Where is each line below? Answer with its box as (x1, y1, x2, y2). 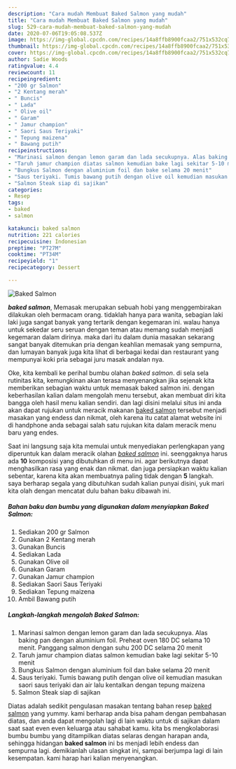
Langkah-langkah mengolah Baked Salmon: (8, 611, 139, 619)
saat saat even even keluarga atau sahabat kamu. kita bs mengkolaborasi (8, 723, 219, 733)
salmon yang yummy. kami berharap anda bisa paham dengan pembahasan (8, 709, 227, 717)
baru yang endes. (8, 428, 59, 437)
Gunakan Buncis (18, 543, 66, 551)
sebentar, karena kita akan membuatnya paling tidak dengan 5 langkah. (8, 471, 214, 480)
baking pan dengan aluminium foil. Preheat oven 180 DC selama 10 (18, 636, 211, 644)
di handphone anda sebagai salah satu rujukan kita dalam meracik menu (8, 421, 216, 429)
